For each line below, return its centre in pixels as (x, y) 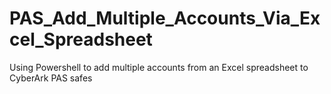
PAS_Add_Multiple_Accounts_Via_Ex (165, 18)
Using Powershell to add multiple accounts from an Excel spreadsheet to (159, 67)
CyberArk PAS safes (51, 78)
